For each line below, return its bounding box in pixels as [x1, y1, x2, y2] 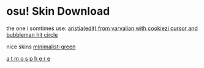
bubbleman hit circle [6, 31, 58, 38]
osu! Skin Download [6, 4, 110, 18]
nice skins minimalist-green [6, 43, 76, 50]
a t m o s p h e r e [6, 55, 51, 62]
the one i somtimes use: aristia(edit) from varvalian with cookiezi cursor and [6, 25, 198, 32]
